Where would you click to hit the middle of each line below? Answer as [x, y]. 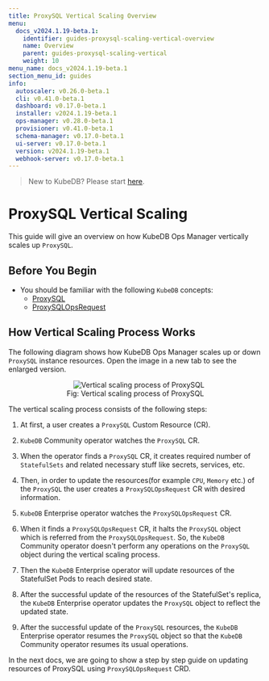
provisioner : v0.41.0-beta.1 [64, 128]
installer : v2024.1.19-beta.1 [66, 114]
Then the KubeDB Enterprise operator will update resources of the [127, 570]
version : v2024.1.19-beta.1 [63, 151]
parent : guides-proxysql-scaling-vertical [95, 53]
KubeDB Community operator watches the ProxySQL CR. [110, 440]
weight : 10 [41, 61]
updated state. [44, 612]
